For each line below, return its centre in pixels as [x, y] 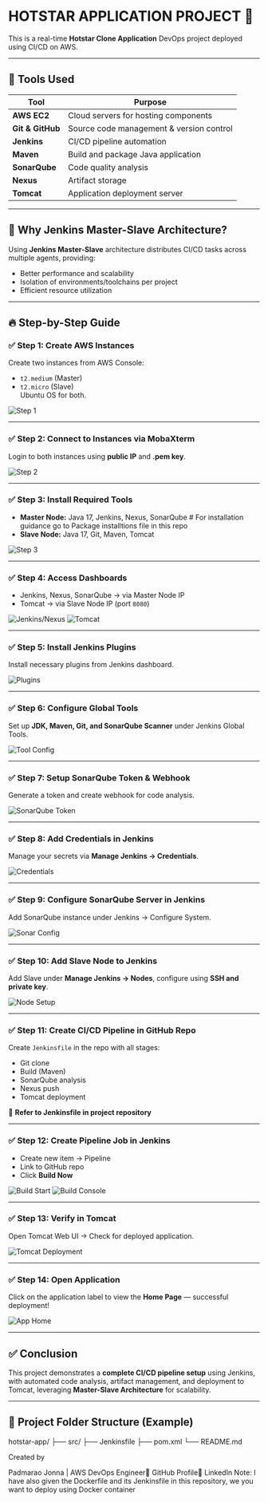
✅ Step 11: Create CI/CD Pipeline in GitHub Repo [102, 1030]
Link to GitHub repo [52, 1166]
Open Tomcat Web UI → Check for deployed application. [101, 1235]
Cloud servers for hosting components [140, 115]
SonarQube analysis [53, 1080]
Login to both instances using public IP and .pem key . [97, 456]
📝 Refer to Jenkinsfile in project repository [80, 1113]
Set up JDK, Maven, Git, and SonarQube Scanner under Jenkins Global [126, 725]
